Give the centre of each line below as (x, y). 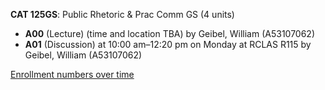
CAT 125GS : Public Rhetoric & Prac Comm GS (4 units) (122, 14)
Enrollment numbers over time (72, 74)
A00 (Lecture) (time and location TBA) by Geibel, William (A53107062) (169, 33)
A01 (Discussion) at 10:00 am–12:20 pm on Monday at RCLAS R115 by (168, 44)
